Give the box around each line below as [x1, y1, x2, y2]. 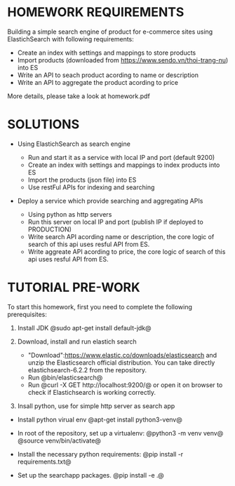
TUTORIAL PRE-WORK [7, 280, 140, 295]
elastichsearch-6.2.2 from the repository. [27, 365, 147, 374]
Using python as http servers [27, 210, 112, 218]
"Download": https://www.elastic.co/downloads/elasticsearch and [27, 351, 217, 359]
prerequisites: [7, 310, 48, 318]
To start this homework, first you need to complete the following [7, 302, 193, 311]
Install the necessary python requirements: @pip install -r [17, 450, 184, 458]
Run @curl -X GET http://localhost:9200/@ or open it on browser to [27, 380, 223, 389]
